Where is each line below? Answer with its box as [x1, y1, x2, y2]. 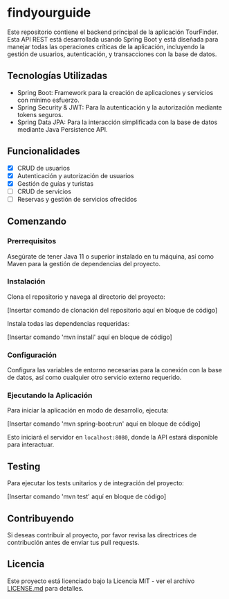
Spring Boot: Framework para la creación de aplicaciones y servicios [17, 88, 214, 96]
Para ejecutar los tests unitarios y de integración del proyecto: [7, 479, 185, 487]
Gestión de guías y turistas [17, 179, 94, 188]
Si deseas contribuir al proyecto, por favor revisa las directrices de [7, 531, 197, 539]
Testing [7, 460, 41, 472]
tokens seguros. [17, 110, 64, 119]
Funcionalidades [7, 146, 81, 157]
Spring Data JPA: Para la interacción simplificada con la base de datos [17, 118, 218, 126]
